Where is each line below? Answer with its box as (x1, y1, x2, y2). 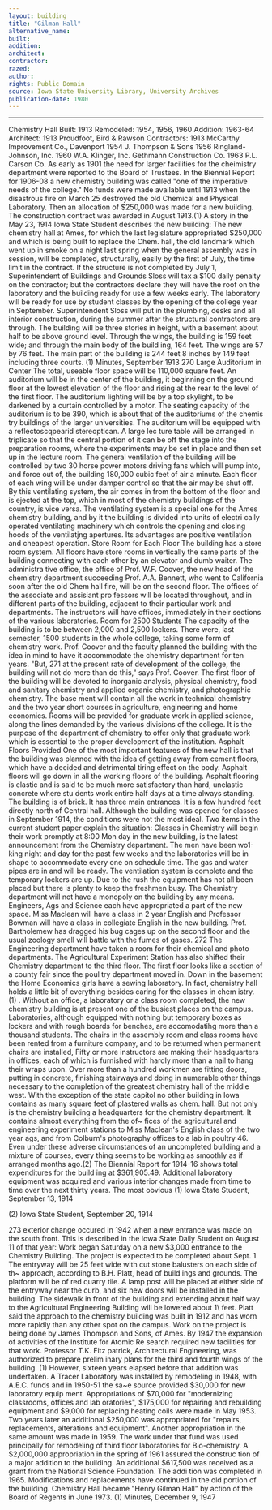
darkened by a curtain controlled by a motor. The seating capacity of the (8, 401, 250, 411)
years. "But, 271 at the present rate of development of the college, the (8, 659, 241, 669)
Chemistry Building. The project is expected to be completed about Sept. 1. (8, 1251, 259, 1261)
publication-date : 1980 (8, 95, 89, 103)
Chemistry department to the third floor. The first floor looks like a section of (8, 961, 263, 970)
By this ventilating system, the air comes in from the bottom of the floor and (8, 487, 261, 497)
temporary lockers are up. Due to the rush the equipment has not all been (8, 875, 253, 884)
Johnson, (8, 151, 40, 161)
